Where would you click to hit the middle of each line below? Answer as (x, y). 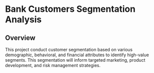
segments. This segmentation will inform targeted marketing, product (75, 60)
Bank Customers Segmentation (70, 9)
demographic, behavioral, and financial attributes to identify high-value (77, 55)
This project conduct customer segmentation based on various (69, 50)
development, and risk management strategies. (53, 65)
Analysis (23, 19)
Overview (20, 38)
